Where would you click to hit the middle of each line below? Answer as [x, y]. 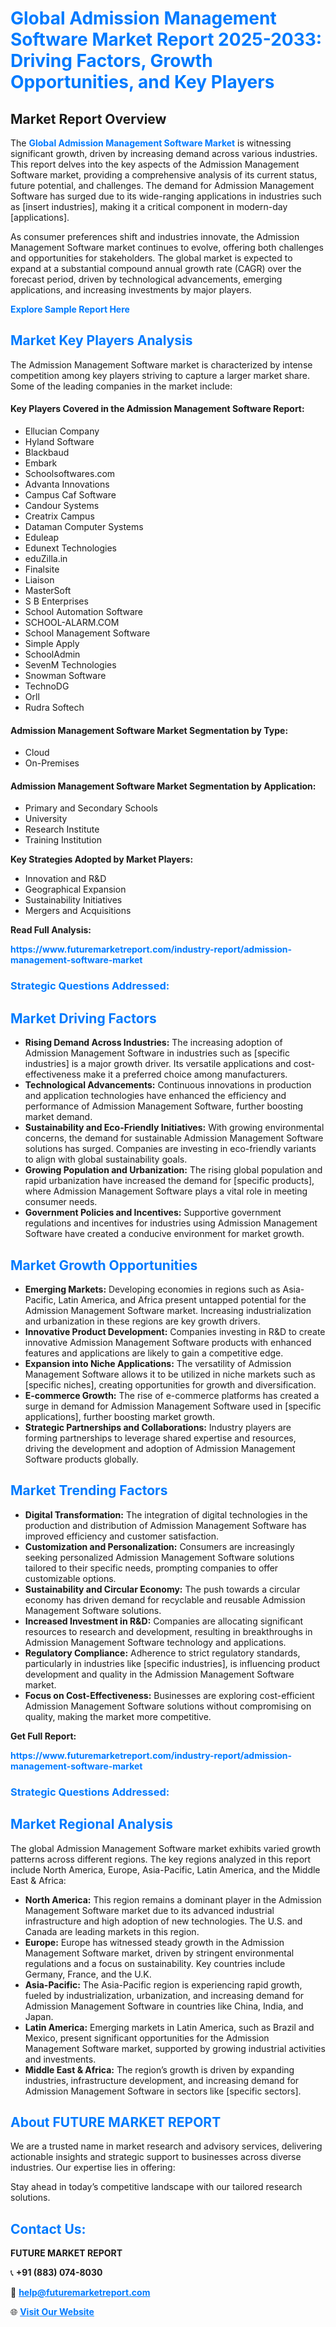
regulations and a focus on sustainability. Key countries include [155, 1963]
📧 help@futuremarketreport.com [80, 2293]
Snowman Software [65, 676]
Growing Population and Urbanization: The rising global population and [173, 1170]
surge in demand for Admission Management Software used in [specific [173, 1406]
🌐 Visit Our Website [52, 2312]
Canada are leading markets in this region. [112, 1931]
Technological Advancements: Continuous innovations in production [168, 1085]
